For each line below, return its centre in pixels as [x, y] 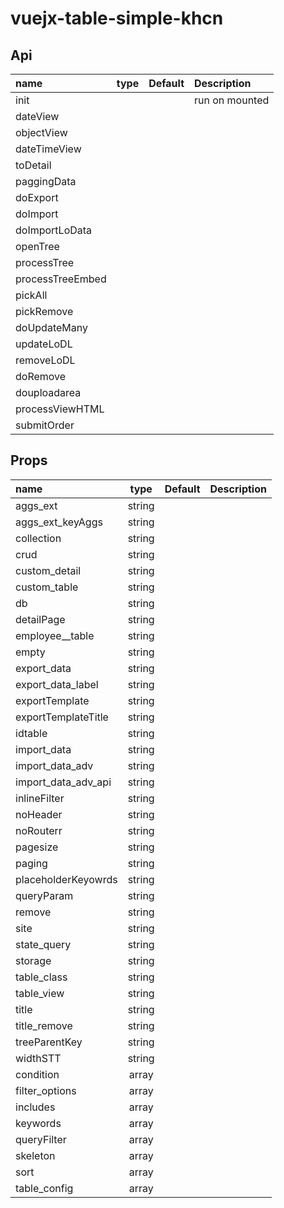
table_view [40, 993]
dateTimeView [48, 149]
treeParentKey [49, 1042]
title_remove [44, 1025]
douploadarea [48, 392]
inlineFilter [40, 798]
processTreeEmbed [61, 279]
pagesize [37, 847]
